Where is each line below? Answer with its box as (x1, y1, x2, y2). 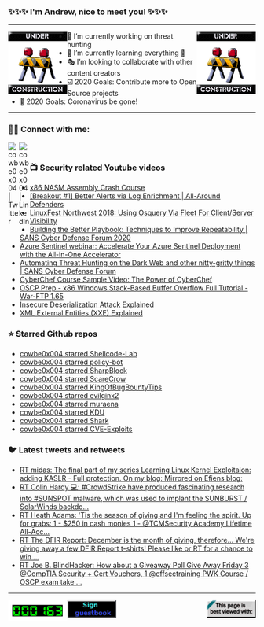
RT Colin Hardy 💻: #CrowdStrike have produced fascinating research (19, 482, 245, 492)
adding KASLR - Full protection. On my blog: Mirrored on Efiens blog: (19, 474, 243, 483)
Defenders (30, 199, 64, 208)
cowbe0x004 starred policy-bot (19, 357, 123, 367)
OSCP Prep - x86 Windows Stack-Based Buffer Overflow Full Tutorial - (19, 282, 249, 293)
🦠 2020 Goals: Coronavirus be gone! (19, 97, 138, 106)
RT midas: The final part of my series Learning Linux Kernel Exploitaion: (19, 465, 251, 474)
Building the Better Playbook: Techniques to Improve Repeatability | (30, 224, 248, 234)
